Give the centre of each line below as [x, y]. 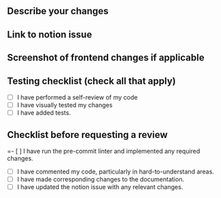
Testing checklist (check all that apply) [92, 81]
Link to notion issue [50, 34]
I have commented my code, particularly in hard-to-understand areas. [115, 171]
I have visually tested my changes [65, 105]
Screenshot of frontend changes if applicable [106, 58]
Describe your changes [58, 11]
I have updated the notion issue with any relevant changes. [100, 187]
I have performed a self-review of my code [77, 97]
